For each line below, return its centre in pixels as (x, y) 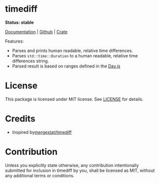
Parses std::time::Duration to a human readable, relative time (75, 56)
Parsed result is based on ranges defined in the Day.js (66, 66)
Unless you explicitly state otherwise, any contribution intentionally (72, 165)
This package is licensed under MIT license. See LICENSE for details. (74, 99)
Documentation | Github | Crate (36, 32)
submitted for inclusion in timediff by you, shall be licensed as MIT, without (80, 170)
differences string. (30, 61)
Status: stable (19, 22)
